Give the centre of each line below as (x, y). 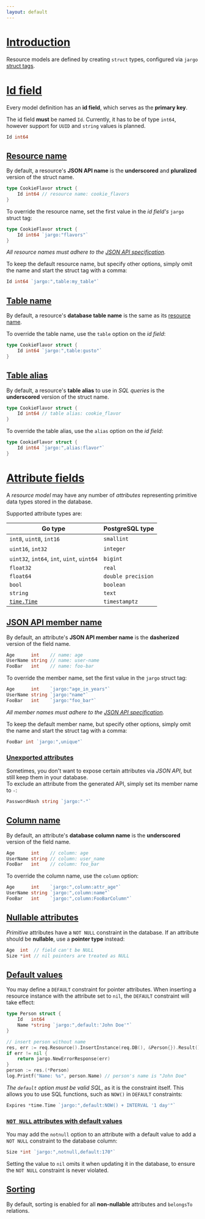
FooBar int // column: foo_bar (53, 864)
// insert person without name (46, 1042)
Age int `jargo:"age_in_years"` (59, 689)
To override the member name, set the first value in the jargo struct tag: (97, 678)
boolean (115, 584)
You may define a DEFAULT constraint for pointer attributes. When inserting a (101, 990)
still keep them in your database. (47, 777)
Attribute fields (45, 478)
